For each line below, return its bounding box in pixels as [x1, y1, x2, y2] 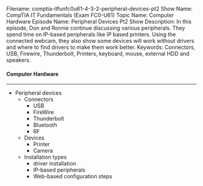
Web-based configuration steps [33, 173, 113, 180]
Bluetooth [33, 121, 57, 129]
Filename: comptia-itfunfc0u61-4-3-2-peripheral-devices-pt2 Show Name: [6, 5, 193, 12]
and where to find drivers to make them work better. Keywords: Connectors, [6, 43, 196, 51]
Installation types [24, 153, 67, 161]
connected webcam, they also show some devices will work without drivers [6, 37, 195, 44]
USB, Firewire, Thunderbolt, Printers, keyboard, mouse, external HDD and [6, 50, 190, 57]
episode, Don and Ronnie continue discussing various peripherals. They [6, 24, 185, 31]
